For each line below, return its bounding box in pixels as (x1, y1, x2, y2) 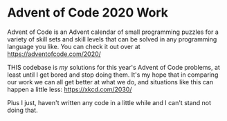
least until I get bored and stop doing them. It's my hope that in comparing (7, 71, 219, 79)
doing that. (7, 106, 38, 114)
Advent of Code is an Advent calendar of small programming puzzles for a (7, 28, 219, 36)
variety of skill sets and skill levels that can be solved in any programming (7, 35, 217, 43)
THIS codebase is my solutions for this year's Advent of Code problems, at (7, 63, 220, 71)
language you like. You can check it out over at (7, 42, 140, 50)
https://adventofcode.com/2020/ (7, 50, 102, 58)
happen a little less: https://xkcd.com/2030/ (7, 85, 132, 93)
